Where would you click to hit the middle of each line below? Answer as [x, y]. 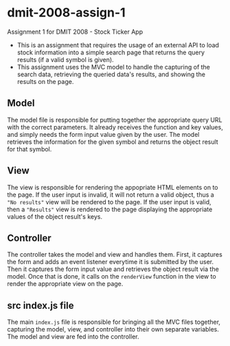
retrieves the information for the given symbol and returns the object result [113, 142]
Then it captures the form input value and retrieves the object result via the [113, 269]
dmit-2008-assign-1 [66, 13]
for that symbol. [30, 149]
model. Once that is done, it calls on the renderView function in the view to [112, 277]
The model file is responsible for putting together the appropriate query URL [115, 120]
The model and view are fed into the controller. [73, 337]
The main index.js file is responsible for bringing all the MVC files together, [114, 322]
